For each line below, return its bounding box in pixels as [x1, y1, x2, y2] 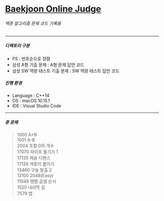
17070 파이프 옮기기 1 [17, 149, 59, 155]
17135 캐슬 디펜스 [17, 155, 51, 161]
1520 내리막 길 [17, 184, 45, 190]
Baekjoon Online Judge [5, 3, 102, 15]
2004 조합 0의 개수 [17, 143, 55, 149]
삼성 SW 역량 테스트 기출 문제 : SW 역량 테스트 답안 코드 [12, 68, 120, 74]
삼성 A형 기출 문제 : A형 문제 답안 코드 [12, 62, 84, 68]
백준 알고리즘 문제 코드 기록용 [5, 20, 61, 26]
